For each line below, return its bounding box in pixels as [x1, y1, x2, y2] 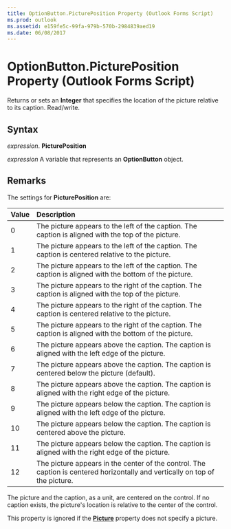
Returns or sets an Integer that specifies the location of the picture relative [7, 96, 219, 105]
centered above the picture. [36, 427, 126, 437]
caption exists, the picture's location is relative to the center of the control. [7, 500, 218, 509]
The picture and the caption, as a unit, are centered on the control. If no [7, 493, 210, 501]
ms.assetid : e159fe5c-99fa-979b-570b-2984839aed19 [7, 23, 155, 30]
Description [36, 209, 76, 219]
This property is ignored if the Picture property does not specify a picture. [7, 514, 218, 522]
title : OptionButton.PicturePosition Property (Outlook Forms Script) [7, 10, 214, 17]
